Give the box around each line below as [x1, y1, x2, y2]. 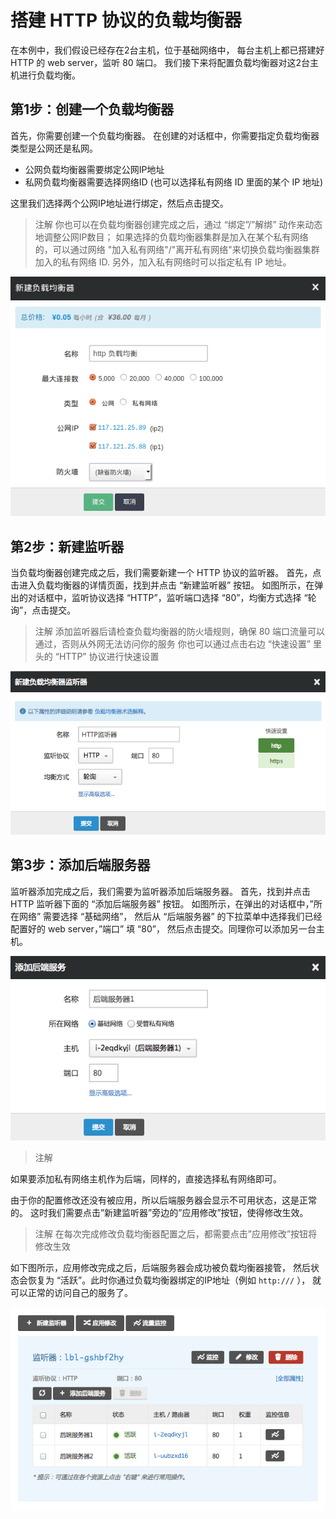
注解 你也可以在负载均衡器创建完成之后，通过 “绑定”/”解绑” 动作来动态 [34, 218, 323, 230]
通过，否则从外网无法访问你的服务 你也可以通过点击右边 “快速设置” [34, 638, 312, 650]
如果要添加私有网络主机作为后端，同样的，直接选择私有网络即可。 [10, 1173, 282, 1185]
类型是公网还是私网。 [10, 142, 98, 154]
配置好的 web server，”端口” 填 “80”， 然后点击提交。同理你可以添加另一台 [10, 922, 317, 935]
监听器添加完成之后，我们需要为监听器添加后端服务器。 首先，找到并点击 [10, 885, 311, 897]
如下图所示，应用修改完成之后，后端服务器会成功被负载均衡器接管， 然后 [10, 1262, 311, 1274]
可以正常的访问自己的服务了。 [10, 1287, 133, 1299]
